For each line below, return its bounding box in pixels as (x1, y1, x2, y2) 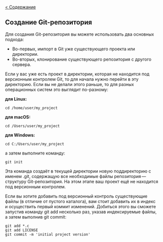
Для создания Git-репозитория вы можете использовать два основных (5, 31, 154, 37)
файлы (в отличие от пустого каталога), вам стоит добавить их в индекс (5, 198, 156, 204)
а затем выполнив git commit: (5, 214, 67, 220)
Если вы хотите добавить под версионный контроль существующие (5, 193, 148, 199)
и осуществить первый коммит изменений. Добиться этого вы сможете (5, 203, 156, 209)
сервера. (12, 61, 32, 67)
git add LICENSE (5, 227, 38, 233)
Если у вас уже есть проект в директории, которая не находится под (5, 71, 150, 77)
